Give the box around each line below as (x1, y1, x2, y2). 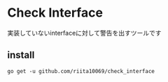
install (7, 49, 35, 61)
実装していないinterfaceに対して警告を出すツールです (7, 28, 162, 37)
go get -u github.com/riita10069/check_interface (7, 67, 155, 74)
